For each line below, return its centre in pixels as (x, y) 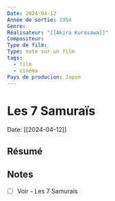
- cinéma (26, 70)
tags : (15, 58)
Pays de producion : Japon (44, 77)
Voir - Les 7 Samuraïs (47, 191)
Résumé (25, 151)
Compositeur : (26, 39)
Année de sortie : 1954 (39, 20)
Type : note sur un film (41, 52)
